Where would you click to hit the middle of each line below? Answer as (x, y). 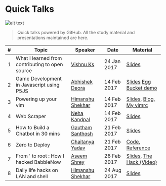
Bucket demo (142, 88)
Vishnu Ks (83, 64)
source (24, 70)
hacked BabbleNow (38, 162)
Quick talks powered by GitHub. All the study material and (76, 32)
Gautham (82, 127)
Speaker (85, 49)
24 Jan (112, 61)
